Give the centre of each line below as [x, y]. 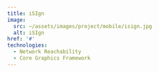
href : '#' [21, 39]
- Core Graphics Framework [52, 58]
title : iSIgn [26, 13]
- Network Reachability [47, 52]
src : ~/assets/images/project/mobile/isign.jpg [83, 26]
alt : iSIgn [29, 33]
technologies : [28, 45]
